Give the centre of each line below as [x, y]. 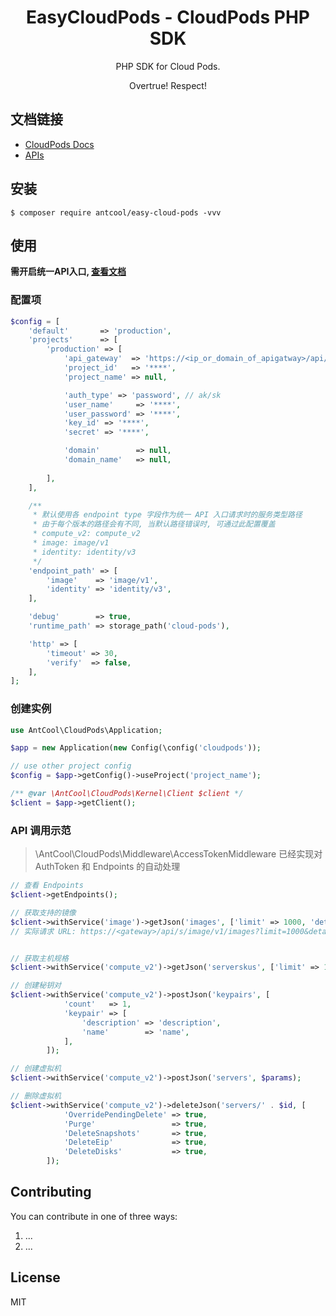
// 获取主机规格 [39, 958]
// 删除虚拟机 [36, 1096]
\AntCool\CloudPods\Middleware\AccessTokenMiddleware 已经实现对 [178, 854]
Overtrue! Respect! [168, 85]
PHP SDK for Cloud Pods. [168, 66]
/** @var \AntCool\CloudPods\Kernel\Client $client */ [127, 794]
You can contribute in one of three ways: [94, 1216]
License [35, 1277]
